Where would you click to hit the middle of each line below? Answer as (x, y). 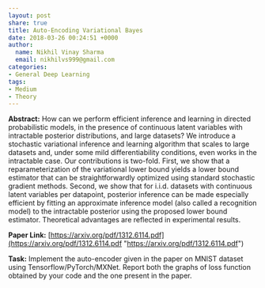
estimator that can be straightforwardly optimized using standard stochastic (132, 178)
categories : (28, 67)
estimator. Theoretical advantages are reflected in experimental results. (125, 220)
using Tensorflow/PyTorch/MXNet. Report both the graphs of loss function (130, 267)
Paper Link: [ (30, 235)
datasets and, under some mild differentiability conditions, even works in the (132, 153)
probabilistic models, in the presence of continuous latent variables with (125, 127)
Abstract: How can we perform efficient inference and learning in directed (130, 119)
